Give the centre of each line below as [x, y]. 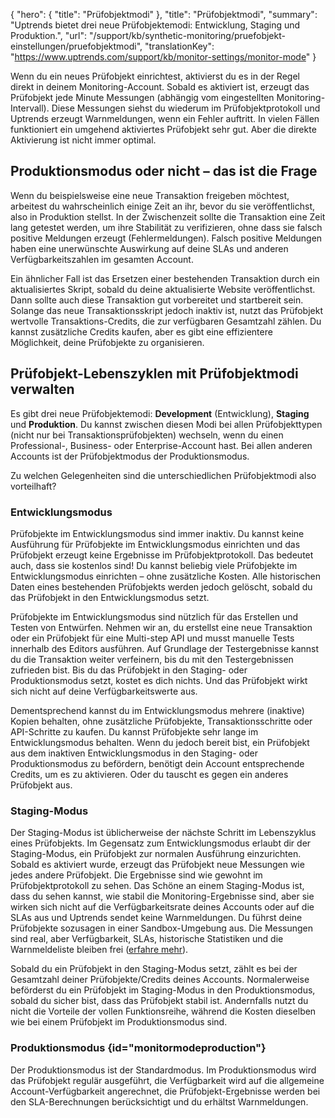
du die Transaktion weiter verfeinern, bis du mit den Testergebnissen [152, 659]
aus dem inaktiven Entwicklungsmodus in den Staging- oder [134, 753]
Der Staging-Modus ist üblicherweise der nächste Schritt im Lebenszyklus [163, 833]
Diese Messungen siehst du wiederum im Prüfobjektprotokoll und [186, 108]
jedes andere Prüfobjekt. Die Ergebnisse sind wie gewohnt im [136, 875]
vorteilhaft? [33, 486]
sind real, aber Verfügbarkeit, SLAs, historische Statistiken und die [147, 939]
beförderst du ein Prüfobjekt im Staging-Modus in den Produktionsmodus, [163, 990]
